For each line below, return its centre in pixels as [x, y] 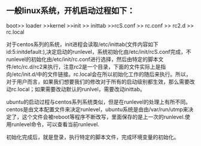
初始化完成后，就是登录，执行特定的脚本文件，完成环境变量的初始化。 [93, 137]
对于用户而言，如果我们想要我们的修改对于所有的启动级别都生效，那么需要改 [100, 81]
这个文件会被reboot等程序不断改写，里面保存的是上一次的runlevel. [103, 117]
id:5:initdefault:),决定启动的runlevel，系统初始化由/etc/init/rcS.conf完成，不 [99, 51]
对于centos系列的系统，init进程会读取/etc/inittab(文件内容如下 [82, 44]
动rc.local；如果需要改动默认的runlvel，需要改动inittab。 [76, 89]
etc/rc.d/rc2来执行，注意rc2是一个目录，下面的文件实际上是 [87, 66]
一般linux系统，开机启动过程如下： [71, 11]
